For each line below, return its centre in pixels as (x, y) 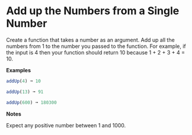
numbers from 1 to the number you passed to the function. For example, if (96, 46)
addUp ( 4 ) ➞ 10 (24, 81)
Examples (19, 70)
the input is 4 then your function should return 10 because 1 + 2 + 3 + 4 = (96, 52)
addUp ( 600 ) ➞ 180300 (32, 102)
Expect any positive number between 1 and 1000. (66, 125)
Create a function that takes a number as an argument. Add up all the (90, 40)
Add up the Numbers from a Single (93, 11)
